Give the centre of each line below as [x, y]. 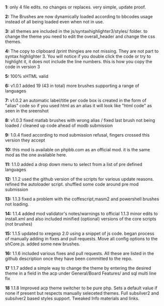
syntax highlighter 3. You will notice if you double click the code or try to [78, 56]
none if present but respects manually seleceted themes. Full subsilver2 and [82, 293]
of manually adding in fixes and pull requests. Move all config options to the [82, 239]
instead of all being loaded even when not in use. [55, 22]
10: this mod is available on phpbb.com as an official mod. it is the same [78, 150]
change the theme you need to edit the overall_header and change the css [80, 36]
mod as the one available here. [36, 155]
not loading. [17, 204]
